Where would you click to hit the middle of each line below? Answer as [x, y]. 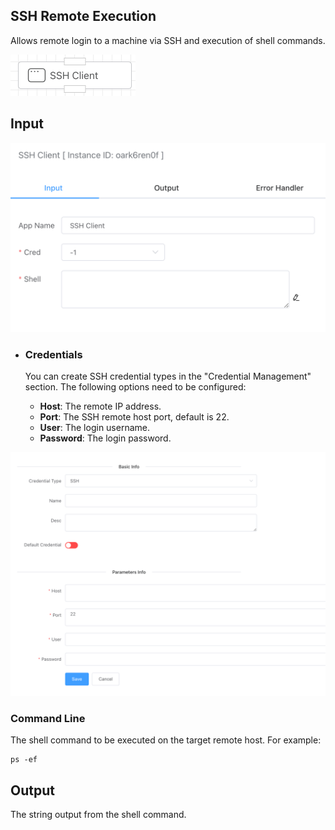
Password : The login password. [105, 438]
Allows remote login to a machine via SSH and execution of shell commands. [168, 40]
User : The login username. [95, 428]
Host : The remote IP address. [100, 406]
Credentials [53, 354]
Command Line [48, 718]
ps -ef [24, 760]
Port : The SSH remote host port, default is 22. [134, 417]
